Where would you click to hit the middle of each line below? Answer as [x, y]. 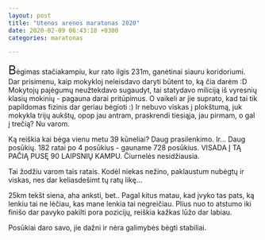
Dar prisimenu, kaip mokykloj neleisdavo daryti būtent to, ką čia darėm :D [128, 82]
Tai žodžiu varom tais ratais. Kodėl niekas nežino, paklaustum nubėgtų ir [126, 172]
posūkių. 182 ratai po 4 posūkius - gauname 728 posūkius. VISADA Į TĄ [125, 148]
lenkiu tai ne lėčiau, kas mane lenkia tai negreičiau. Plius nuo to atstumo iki [130, 204]
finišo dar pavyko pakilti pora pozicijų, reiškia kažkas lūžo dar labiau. [120, 212]
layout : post [30, 15]
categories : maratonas [46, 38]
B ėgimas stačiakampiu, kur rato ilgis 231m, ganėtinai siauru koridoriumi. [127, 70]
